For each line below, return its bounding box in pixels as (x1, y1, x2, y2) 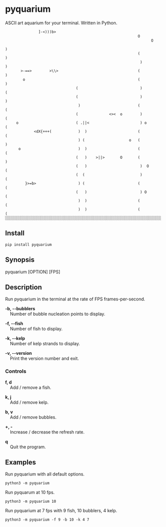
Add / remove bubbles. (9, 414, 57, 420)
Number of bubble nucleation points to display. (9, 311, 105, 317)
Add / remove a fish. (9, 384, 51, 390)
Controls (5, 368, 27, 375)
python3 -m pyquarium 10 (5, 499, 56, 504)
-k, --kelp (5, 335, 26, 341)
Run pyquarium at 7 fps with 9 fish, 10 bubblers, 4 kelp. (5, 508, 118, 514)
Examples (5, 458, 36, 467)
